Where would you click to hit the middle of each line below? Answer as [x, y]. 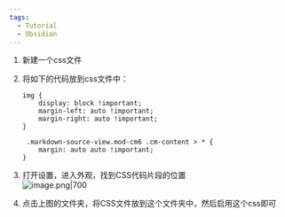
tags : [19, 17]
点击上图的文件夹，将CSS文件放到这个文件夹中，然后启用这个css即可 [149, 204]
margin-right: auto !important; [98, 119]
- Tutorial [37, 26]
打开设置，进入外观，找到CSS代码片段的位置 [104, 175]
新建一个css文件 [52, 60]
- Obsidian [37, 34]
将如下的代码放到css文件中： [75, 79]
